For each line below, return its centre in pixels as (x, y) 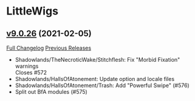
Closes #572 (31, 73)
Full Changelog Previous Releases (49, 48)
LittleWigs (32, 11)
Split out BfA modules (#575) (51, 92)
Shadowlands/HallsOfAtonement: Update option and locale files (95, 79)
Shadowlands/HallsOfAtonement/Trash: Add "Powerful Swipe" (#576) (102, 85)
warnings (27, 66)
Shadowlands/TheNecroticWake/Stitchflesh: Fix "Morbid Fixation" (97, 60)
